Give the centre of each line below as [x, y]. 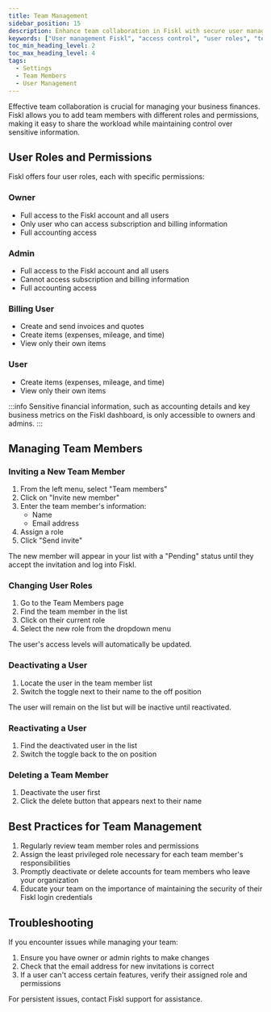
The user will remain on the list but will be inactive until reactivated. [120, 707]
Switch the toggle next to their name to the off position [110, 691]
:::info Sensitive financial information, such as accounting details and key [129, 406]
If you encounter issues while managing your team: [94, 942]
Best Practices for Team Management [105, 826]
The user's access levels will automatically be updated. [100, 644]
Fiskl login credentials [56, 897]
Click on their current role [63, 620]
